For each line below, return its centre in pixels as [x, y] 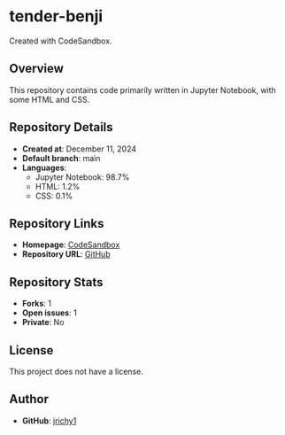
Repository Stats [56, 282]
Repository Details [61, 127]
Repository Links [57, 223]
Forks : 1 [36, 304]
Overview [37, 69]
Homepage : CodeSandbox [71, 245]
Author [29, 399]
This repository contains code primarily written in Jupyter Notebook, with [142, 89]
